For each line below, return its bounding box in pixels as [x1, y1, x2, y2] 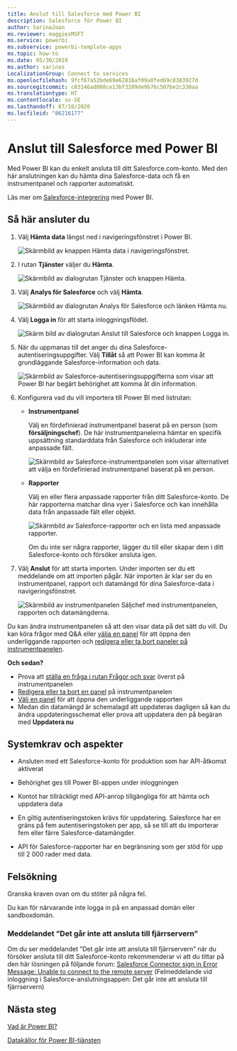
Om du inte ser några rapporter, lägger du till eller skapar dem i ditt [28, 543, 224, 551]
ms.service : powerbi [7, 37, 69, 44]
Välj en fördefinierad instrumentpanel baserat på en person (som [28, 421, 218, 429]
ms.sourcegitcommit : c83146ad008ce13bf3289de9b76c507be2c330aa [7, 83, 199, 90]
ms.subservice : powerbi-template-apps [7, 43, 122, 51]
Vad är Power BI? [7, 1023, 58, 1031]
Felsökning [7, 870, 57, 883]
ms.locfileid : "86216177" [7, 110, 84, 117]
